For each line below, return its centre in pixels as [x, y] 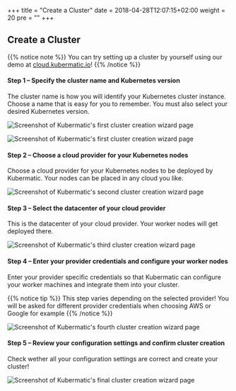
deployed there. [30, 231]
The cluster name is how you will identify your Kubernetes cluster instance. [117, 97]
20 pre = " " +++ [31, 18]
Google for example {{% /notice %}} [60, 313]
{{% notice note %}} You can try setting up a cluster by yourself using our [115, 57]
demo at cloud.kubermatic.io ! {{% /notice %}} [74, 64]
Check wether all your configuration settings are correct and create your [113, 358]
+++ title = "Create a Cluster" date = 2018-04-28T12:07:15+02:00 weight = [117, 10]
